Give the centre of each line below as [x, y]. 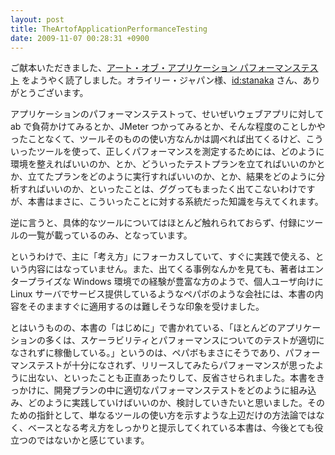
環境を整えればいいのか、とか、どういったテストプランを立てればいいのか [163, 164]
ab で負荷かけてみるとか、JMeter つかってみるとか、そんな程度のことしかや [168, 127]
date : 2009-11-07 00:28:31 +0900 [80, 38]
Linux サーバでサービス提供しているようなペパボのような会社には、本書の [162, 294]
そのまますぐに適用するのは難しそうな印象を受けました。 [146, 307]
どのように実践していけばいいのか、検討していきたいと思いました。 [167, 403]
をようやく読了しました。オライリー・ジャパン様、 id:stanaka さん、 [162, 80]
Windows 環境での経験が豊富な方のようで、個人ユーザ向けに [198, 282]
